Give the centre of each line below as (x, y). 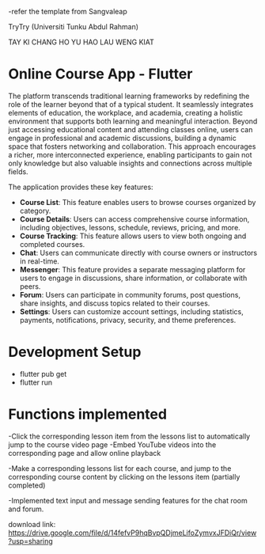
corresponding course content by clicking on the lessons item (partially (124, 476)
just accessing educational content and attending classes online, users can (131, 129)
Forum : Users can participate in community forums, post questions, (130, 294)
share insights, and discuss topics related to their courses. (115, 303)
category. (35, 211)
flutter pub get (43, 374)
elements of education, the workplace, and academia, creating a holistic (126, 112)
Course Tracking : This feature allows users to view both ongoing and (133, 236)
